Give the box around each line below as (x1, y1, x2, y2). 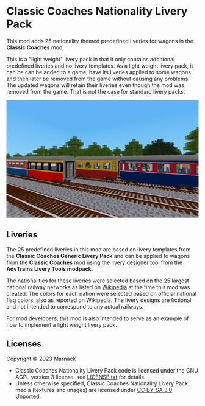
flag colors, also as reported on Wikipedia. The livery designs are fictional (6, 296, 192, 304)
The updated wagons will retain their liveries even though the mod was (6, 81, 185, 89)
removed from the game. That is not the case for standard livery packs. (6, 88, 185, 95)
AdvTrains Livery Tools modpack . (6, 265, 93, 272)
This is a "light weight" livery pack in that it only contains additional (6, 55, 175, 63)
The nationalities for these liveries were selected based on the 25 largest (6, 277, 189, 284)
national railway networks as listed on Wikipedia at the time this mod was (6, 283, 190, 290)
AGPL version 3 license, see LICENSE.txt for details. (15, 373, 146, 380)
